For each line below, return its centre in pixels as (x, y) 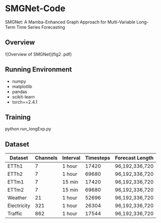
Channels (46, 158)
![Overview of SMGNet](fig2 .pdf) (38, 54)
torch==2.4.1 (25, 102)
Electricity (19, 206)
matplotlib (22, 86)
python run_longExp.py (28, 129)
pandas (20, 92)
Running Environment (39, 69)
